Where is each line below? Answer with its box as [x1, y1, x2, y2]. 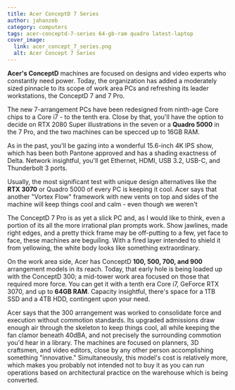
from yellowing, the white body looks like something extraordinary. [7, 243, 201, 252]
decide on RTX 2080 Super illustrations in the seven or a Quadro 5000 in [7, 120, 220, 128]
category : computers [7, 23, 68, 30]
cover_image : [7, 37, 46, 44]
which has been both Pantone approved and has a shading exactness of [7, 149, 217, 157]
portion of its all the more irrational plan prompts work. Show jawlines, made [7, 221, 229, 229]
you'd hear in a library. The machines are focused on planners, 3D [7, 338, 199, 346]
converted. [7, 375, 39, 384]
